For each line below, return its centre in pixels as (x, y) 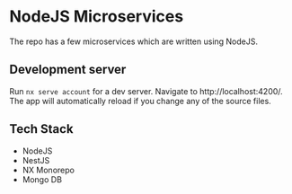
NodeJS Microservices (97, 17)
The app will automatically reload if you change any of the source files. (140, 101)
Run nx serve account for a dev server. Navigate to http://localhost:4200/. (146, 91)
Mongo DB (42, 179)
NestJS (36, 160)
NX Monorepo (48, 170)
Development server (68, 70)
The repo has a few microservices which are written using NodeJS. (134, 41)
